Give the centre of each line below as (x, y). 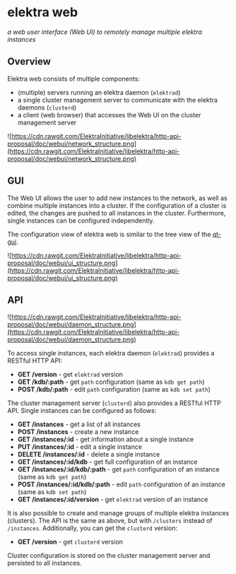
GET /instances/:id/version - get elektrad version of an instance (113, 500)
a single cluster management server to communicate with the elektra (117, 100)
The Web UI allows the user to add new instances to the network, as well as (117, 198)
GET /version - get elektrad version (70, 375)
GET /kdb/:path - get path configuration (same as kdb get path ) (111, 382)
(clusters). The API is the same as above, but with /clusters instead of (110, 521)
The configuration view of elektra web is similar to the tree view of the (109, 234)
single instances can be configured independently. (81, 221)
